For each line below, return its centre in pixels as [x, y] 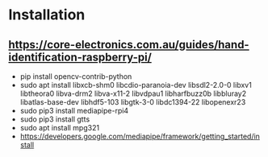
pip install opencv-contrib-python [76, 76]
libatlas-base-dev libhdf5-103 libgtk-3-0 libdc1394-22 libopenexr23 [133, 102]
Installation [47, 15]
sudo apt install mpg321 [59, 128]
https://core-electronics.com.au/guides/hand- [129, 45]
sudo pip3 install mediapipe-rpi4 [74, 111]
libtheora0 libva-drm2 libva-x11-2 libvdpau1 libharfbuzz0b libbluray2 [133, 93]
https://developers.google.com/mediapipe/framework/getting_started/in [140, 136]
